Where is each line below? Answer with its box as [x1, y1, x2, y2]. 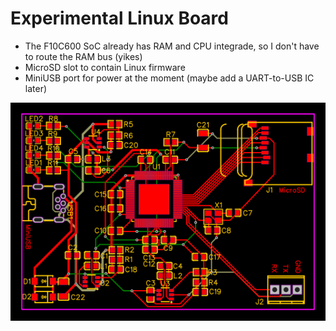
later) [24, 82, 48, 94]
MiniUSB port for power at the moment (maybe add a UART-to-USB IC [24, 72, 315, 84]
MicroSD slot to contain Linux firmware [24, 61, 186, 73]
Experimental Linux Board [10, 7, 229, 30]
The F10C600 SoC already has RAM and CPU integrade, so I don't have [24, 40, 320, 52]
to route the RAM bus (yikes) [24, 50, 143, 62]
